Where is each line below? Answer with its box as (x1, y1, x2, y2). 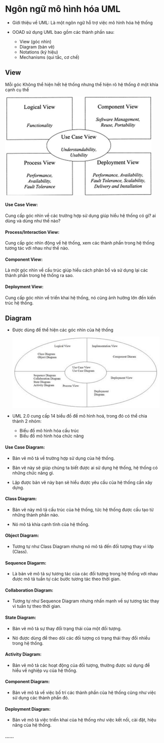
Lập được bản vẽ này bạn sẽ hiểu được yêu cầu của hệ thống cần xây (12, 479, 153, 485)
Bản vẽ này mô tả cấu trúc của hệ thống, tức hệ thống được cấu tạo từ (12, 506, 154, 513)
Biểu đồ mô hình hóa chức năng (19, 433, 84, 439)
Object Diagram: (5, 533, 39, 539)
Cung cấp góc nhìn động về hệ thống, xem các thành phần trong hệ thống (5, 240, 155, 246)
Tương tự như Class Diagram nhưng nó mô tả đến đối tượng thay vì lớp (12, 543, 154, 549)
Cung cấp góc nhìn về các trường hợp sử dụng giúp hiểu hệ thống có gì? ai (5, 212, 156, 219)
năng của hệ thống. (12, 722, 52, 728)
